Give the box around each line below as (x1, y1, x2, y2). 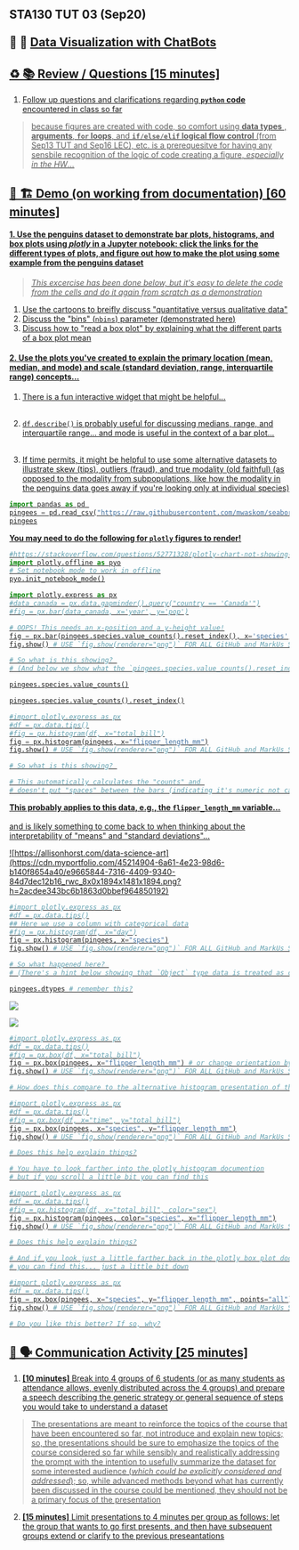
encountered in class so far (21, 104, 123, 115)
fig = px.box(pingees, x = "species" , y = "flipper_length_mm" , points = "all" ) (9, 1294, 293, 1303)
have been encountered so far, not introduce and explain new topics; (30, 1428, 284, 1439)
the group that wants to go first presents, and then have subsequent (21, 1522, 273, 1532)
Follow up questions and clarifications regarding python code (21, 94, 246, 105)
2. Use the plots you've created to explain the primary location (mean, (9, 353, 273, 363)
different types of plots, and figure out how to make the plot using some (9, 248, 280, 259)
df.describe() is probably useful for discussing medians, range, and (21, 418, 274, 428)
